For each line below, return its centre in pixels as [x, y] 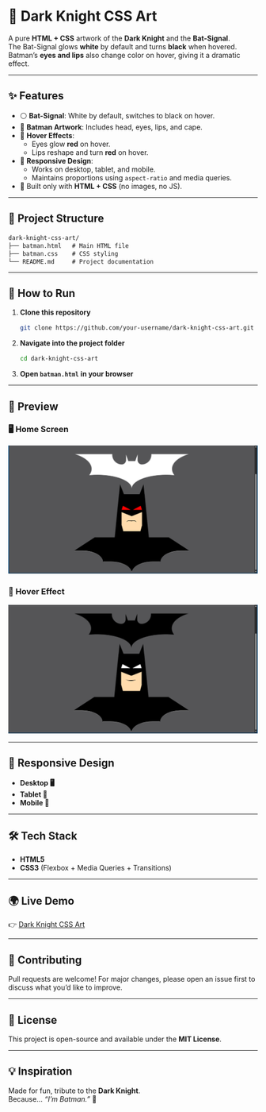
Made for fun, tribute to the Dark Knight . [74, 1091]
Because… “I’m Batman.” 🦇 [53, 1098]
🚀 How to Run [42, 293]
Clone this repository [55, 312]
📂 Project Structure [56, 219]
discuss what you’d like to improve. [65, 987]
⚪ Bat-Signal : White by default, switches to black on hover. [117, 115]
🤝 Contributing [45, 960]
